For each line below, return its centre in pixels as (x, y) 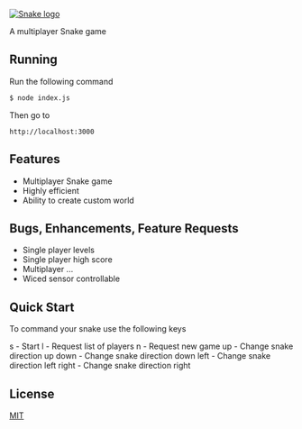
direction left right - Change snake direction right (100, 366)
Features (35, 159)
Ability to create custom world (78, 200)
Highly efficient (50, 190)
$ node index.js (40, 98)
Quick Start (42, 307)
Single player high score (67, 260)
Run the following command (61, 81)
